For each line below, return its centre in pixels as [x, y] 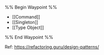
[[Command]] [26, 17]
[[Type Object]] [28, 27]
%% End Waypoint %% [29, 37]
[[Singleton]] [25, 22]
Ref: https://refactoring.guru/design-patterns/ [52, 47]
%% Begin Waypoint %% [31, 7]
